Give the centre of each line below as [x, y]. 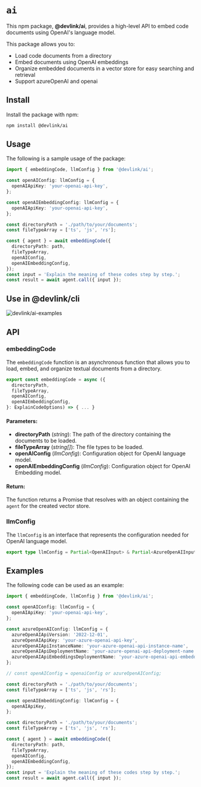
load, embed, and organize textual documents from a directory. [84, 369]
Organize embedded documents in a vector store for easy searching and [104, 68]
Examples [25, 571]
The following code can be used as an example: [65, 585]
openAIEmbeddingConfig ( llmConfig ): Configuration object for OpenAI [102, 466]
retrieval [25, 74]
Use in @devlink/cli [43, 299]
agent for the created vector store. [48, 506]
